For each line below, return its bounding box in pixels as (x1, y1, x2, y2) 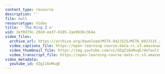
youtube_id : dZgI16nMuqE (9, 61, 60, 66)
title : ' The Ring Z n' (5, 25, 54, 30)
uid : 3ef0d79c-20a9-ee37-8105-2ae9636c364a (5, 30, 96, 35)
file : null (5, 16, 27, 21)
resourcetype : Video (5, 20, 48, 26)
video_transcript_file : (9, 52, 58, 57)
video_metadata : (5, 57, 38, 62)
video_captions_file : (9, 43, 54, 48)
